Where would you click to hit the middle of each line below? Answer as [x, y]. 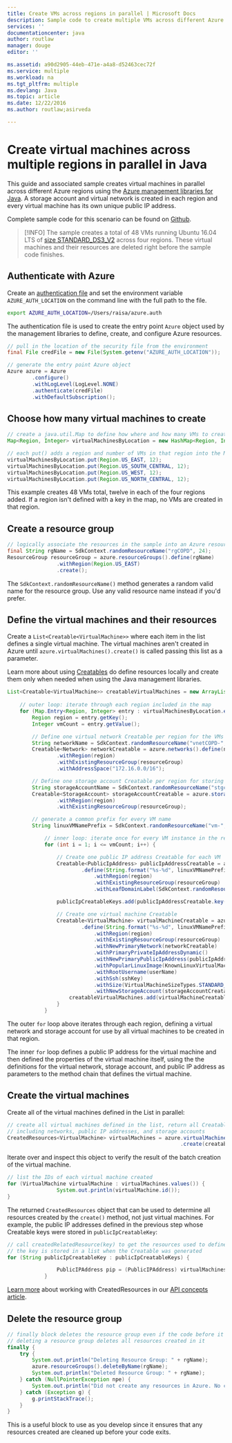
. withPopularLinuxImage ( [129, 965]
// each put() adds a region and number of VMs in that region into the [114, 453]
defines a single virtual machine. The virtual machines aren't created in [108, 644]
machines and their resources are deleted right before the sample [117, 247]
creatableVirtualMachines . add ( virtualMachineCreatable [149, 998]
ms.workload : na [30, 77]
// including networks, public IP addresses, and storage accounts [106, 1131]
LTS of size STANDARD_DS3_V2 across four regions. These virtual [118, 240]
